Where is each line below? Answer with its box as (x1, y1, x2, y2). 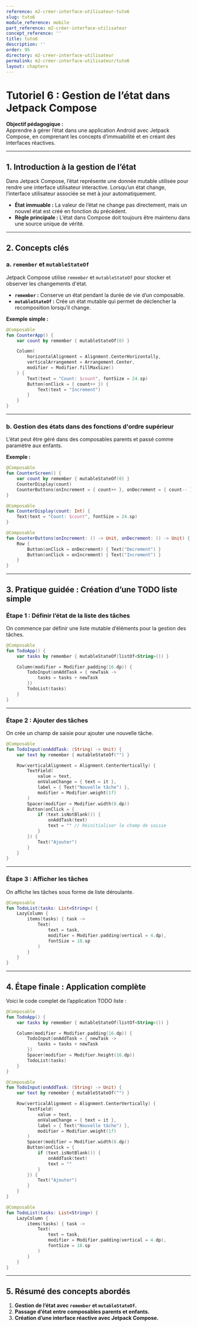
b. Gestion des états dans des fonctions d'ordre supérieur (6, 422, 174, 430)
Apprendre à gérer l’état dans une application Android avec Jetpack (6, 127, 170, 134)
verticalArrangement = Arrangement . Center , (27, 360, 135, 365)
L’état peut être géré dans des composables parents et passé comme (6, 436, 174, 443)
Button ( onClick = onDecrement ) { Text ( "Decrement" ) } (27, 546, 161, 552)
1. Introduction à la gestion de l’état (6, 162, 137, 172)
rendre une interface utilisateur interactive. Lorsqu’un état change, (6, 184, 166, 191)
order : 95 (6, 47, 30, 53)
